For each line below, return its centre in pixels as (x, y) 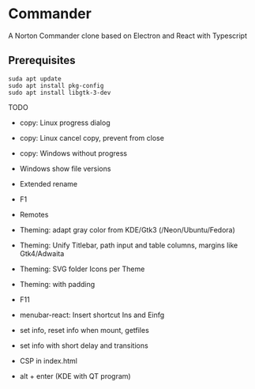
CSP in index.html (48, 361)
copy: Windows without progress (73, 153)
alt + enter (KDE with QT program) (75, 376)
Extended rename (49, 183)
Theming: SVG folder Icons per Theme (82, 269)
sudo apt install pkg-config (56, 85)
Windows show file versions (65, 168)
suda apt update (35, 79)
